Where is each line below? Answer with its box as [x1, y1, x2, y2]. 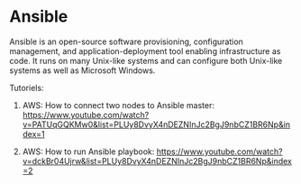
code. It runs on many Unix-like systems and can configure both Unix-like [9, 55, 283, 66]
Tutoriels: [9, 82, 44, 93]
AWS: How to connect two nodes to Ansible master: [22, 99, 214, 110]
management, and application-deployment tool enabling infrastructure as [9, 45, 281, 56]
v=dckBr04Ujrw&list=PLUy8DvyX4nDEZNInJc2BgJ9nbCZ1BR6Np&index [22, 155, 293, 166]
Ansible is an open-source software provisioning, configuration [9, 36, 243, 47]
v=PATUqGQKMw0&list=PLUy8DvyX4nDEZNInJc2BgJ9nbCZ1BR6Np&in [22, 119, 291, 130]
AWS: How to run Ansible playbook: [22, 146, 155, 157]
